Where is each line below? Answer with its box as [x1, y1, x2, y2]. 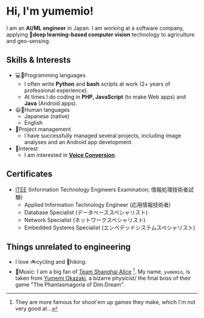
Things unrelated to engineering [6, 241, 131, 252]
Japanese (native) [24, 112, 70, 120]
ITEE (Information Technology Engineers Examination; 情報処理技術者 [15, 185, 189, 193]
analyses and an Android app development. [24, 138, 134, 145]
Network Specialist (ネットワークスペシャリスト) [24, 216, 146, 223]
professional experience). [24, 86, 89, 94]
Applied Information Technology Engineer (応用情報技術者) [24, 201, 171, 208]
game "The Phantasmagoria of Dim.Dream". [15, 281, 125, 288]
